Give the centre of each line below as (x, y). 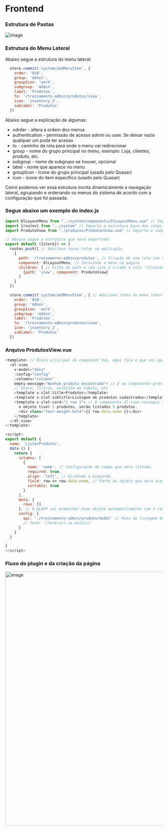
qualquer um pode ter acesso (43, 140)
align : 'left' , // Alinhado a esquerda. (70, 476)
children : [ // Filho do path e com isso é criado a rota (80, 267)
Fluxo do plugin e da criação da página (53, 564)
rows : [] (32, 504)
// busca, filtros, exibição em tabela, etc (61, 388)
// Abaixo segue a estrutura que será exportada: (58, 239)
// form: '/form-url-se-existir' (58, 523)
